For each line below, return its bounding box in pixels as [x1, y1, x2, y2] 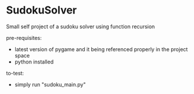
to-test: [6, 69, 24, 76]
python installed [14, 58, 54, 65]
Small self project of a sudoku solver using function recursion [6, 23, 155, 30]
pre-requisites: [6, 34, 42, 41]
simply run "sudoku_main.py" [14, 80, 86, 88]
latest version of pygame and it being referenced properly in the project [14, 45, 188, 53]
